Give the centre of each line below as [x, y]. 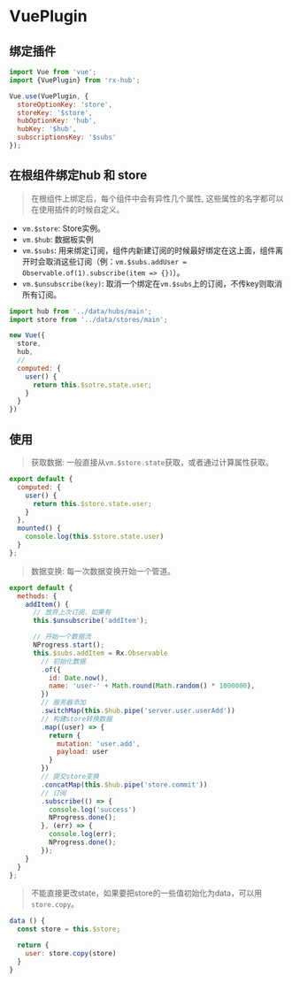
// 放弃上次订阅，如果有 [72, 612]
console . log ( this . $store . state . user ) [95, 537]
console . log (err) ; [82, 834]
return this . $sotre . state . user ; [92, 385]
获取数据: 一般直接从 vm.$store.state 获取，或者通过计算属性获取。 [152, 462]
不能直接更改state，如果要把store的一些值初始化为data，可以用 [146, 893]
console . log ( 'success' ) [92, 810]
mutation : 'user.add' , [98, 744]
